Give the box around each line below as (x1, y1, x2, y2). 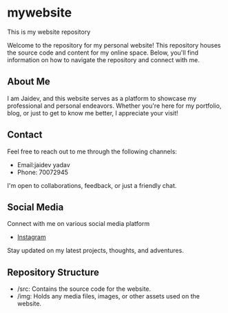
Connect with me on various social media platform (7, 220, 150, 228)
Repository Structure (7, 266, 100, 278)
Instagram (17, 233, 46, 241)
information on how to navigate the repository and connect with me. (7, 55, 200, 64)
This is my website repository (7, 28, 91, 36)
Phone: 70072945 (17, 168, 69, 176)
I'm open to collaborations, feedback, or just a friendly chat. (7, 181, 177, 189)
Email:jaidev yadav (17, 160, 70, 169)
